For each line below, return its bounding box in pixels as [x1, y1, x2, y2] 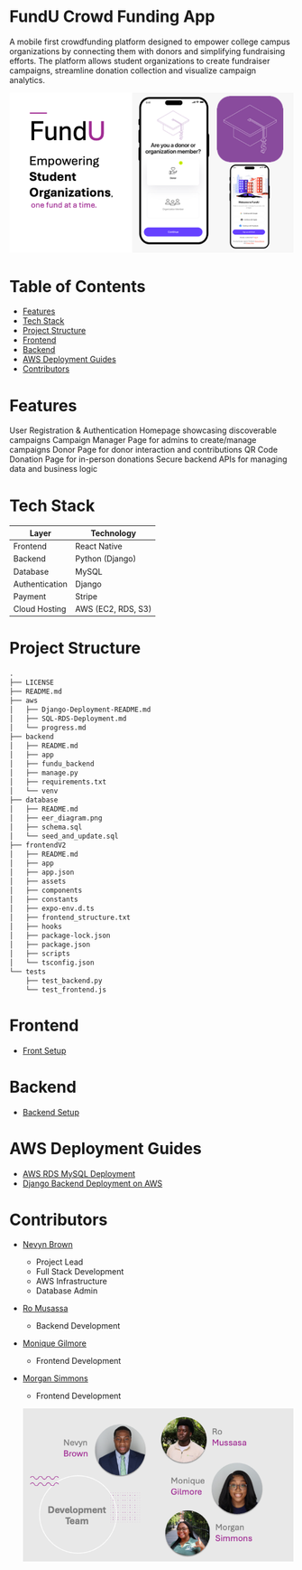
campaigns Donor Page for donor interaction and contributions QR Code [9, 445, 278, 456]
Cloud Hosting [13, 604, 67, 615]
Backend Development [35, 1321, 121, 1331]
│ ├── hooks [9, 922, 63, 931]
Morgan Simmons [22, 1373, 88, 1384]
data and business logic [9, 464, 98, 475]
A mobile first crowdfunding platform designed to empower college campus [9, 36, 290, 47]
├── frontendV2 [9, 841, 67, 850]
